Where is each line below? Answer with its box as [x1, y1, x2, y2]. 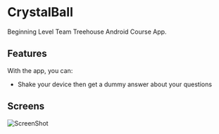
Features [7, 48, 47, 60]
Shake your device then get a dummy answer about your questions [17, 80, 213, 88]
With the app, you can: [7, 66, 73, 74]
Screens [7, 100, 44, 112]
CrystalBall [7, 4, 74, 20]
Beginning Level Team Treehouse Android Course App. [7, 27, 167, 36]
